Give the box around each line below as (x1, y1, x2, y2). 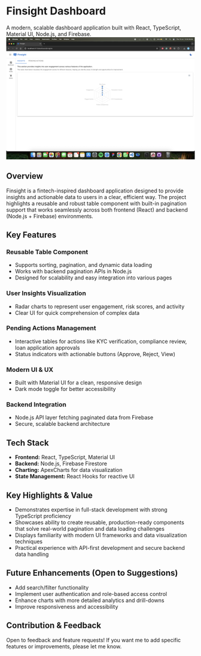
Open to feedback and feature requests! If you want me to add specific (6, 636, 181, 643)
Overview (6, 171, 44, 181)
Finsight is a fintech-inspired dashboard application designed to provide (6, 187, 184, 194)
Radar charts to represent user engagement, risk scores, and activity (14, 303, 185, 310)
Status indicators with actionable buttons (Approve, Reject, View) (14, 350, 175, 357)
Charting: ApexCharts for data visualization (14, 467, 123, 474)
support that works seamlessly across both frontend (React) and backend (6, 206, 188, 213)
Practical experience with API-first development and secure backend (14, 544, 185, 552)
